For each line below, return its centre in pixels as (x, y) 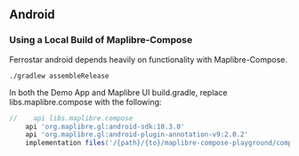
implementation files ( (67, 143)
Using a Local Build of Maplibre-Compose (101, 40)
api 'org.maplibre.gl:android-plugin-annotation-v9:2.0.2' (137, 135)
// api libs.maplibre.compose (71, 118)
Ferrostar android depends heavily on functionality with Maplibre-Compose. (148, 59)
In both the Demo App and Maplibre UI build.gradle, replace (118, 92)
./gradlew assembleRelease (59, 76)
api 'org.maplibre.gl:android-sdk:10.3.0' (105, 127)
